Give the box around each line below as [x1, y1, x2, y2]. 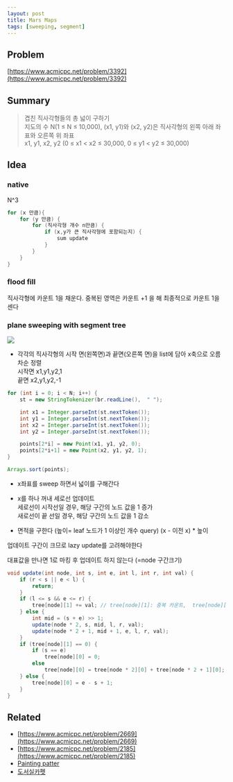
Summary [7, 94, 51, 106]
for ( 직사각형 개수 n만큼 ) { [32, 222, 105, 229]
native [7, 180, 29, 189]
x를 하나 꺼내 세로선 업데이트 [17, 494, 95, 502]
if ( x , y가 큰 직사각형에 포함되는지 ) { [44, 228, 142, 236]
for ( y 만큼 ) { [19, 216, 61, 223]
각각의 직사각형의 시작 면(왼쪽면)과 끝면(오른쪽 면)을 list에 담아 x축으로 [17, 350, 208, 358]
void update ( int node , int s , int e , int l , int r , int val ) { [7, 570, 194, 577]
